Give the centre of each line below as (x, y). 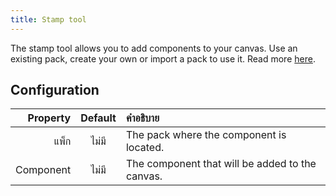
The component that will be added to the (221, 164)
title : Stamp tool (48, 19)
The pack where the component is (206, 135)
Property (49, 118)
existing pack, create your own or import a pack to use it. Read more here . (163, 58)
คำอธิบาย (142, 118)
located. (145, 148)
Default (98, 118)
